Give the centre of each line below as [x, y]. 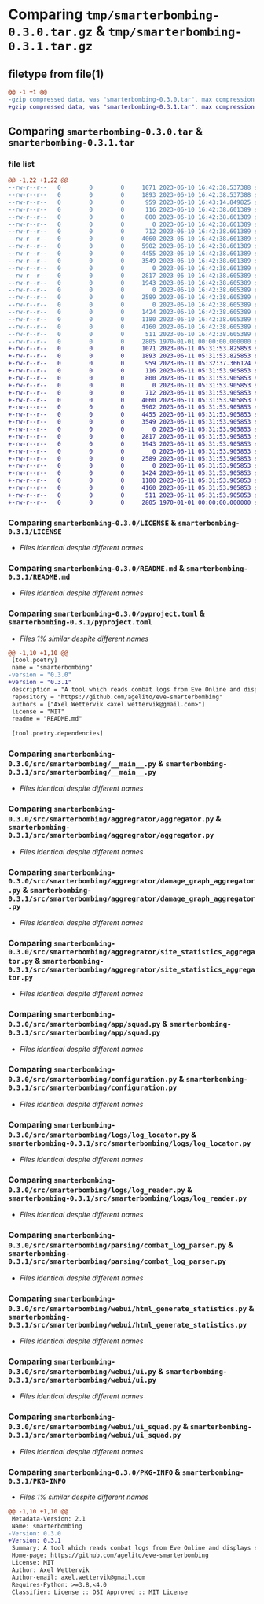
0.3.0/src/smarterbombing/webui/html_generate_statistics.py [128, 1308]
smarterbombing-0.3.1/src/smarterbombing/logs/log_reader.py [128, 1199]
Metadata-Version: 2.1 [49, 1519]
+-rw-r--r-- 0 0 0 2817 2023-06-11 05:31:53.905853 [130, 436]
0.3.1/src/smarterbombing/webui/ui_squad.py [95, 1435]
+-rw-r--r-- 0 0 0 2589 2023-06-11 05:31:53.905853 [130, 458]
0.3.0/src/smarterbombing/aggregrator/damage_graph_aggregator [132, 881]
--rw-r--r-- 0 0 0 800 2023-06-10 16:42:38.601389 [130, 217]
